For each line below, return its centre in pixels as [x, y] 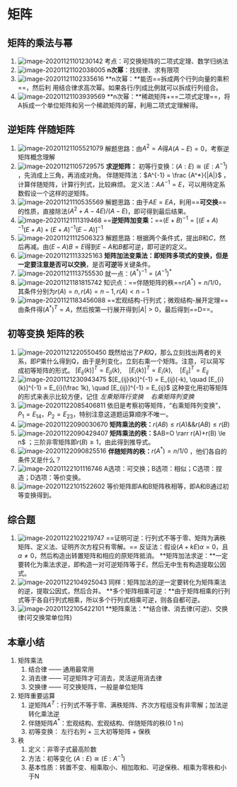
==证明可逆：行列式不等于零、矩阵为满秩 [166, 538]
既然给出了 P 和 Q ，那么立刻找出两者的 [162, 352]
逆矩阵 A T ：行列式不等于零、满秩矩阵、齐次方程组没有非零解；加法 [125, 704]
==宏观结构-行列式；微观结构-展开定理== [168, 301]
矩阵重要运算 [36, 696]
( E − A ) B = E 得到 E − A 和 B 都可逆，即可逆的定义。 [120, 246]
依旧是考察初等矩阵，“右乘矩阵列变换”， [166, 405]
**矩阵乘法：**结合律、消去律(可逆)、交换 [167, 609]
